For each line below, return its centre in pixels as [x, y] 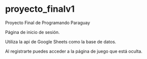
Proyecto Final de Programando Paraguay [48, 23]
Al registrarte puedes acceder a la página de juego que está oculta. [74, 51]
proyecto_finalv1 [40, 9]
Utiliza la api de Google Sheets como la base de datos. [61, 42]
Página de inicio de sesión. [32, 32]
